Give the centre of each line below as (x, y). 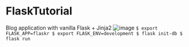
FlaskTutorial (39, 11)
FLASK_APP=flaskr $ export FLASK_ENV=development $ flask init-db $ (94, 33)
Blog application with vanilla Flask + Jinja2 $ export (82, 28)
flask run (18, 39)
